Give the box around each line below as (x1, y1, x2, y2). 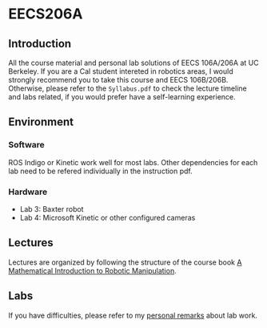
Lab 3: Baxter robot (19, 204, 84, 213)
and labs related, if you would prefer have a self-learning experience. (8, 92, 236, 101)
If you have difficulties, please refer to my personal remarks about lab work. (8, 310, 258, 320)
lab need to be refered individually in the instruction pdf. (8, 166, 193, 176)
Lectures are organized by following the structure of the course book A (8, 257, 242, 267)
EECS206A (8, 5, 83, 23)
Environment (8, 115, 74, 129)
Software (8, 140, 46, 151)
